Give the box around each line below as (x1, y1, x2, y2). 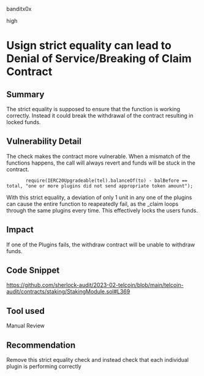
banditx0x (6, 6, 32, 12)
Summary (6, 89, 45, 100)
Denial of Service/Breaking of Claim (6, 52, 192, 66)
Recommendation (6, 340, 75, 350)
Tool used (6, 305, 45, 316)
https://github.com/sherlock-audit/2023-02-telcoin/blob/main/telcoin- (6, 281, 184, 289)
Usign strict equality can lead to (6, 39, 172, 53)
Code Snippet (6, 265, 60, 276)
